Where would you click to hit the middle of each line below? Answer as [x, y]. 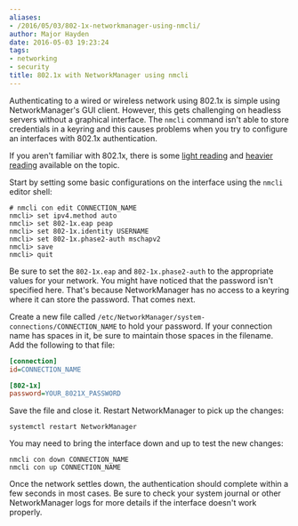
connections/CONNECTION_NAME [63, 327]
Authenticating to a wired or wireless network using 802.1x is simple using [145, 100]
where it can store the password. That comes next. [102, 299]
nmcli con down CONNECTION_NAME [69, 460]
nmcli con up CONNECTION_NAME [65, 467]
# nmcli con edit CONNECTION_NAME [73, 208]
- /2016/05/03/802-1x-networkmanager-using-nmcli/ [105, 26]
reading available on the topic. [64, 164]
